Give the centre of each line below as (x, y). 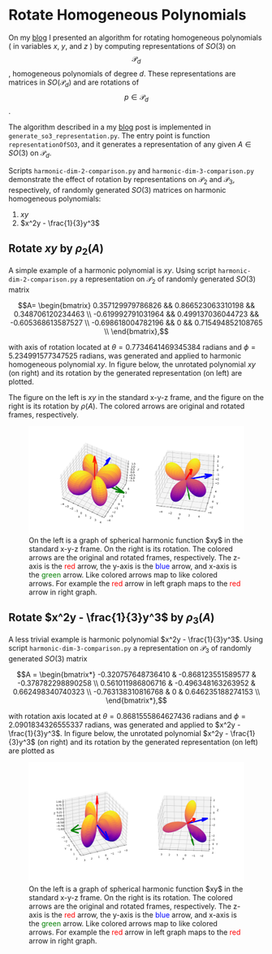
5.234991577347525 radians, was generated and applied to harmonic (125, 355)
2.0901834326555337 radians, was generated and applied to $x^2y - (125, 725)
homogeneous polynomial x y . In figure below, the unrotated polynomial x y (132, 364)
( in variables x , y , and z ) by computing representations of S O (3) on (122, 46)
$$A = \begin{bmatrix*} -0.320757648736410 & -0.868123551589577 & (136, 674)
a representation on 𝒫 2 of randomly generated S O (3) (167, 280)
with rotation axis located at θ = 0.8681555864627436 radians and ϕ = (127, 716)
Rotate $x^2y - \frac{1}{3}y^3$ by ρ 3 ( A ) (112, 619)
